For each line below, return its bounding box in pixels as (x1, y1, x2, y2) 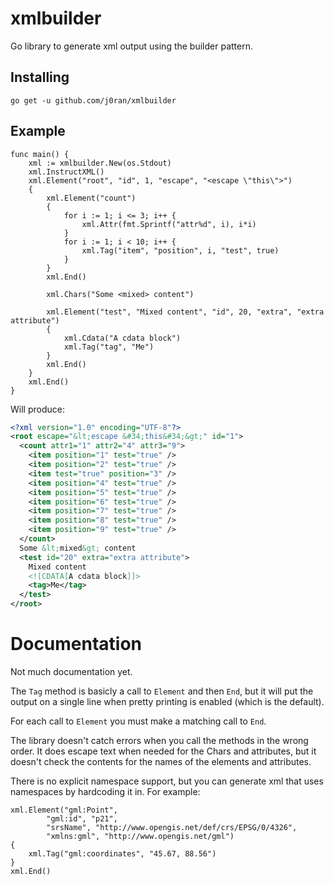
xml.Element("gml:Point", (10, 805, 118, 815)
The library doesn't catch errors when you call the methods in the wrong (10, 735, 309, 746)
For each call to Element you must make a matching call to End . (10, 715, 267, 727)
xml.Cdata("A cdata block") (63, 333, 182, 343)
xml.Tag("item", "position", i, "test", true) (81, 245, 280, 256)
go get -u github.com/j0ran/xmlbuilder (10, 95, 177, 106)
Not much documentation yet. (10, 666, 133, 677)
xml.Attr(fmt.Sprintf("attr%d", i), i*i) (81, 219, 257, 229)
